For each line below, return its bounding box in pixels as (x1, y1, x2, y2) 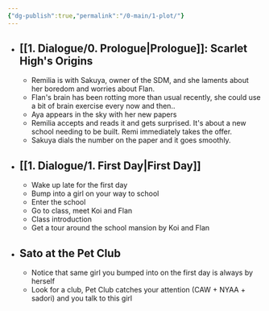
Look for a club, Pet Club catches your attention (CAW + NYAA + (31, 285, 246, 295)
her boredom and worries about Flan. (31, 84, 155, 93)
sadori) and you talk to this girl (31, 293, 133, 303)
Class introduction (31, 214, 92, 224)
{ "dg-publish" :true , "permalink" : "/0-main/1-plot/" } (7, 11, 184, 20)
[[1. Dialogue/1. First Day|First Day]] (19, 159, 201, 172)
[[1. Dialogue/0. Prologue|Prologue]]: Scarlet (19, 42, 248, 56)
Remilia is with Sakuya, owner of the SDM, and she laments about (31, 76, 249, 85)
